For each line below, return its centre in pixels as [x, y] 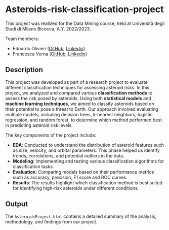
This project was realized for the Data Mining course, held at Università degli [85, 23]
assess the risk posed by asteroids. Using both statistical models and [78, 98]
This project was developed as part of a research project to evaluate [76, 82]
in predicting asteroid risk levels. [39, 125]
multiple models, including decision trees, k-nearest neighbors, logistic [79, 114]
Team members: [22, 39]
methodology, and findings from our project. [51, 221]
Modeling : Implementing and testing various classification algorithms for [88, 161]
